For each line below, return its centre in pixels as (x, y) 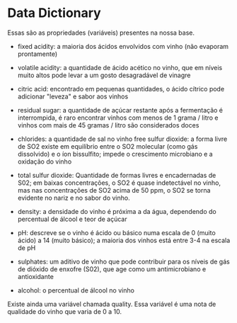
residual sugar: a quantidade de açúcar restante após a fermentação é (120, 110)
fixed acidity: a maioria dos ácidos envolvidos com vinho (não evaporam (123, 46)
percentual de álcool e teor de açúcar (72, 219)
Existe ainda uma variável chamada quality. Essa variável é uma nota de (112, 304)
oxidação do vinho (45, 161)
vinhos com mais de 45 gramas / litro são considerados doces (108, 125)
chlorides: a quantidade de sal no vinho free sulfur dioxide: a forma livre (122, 139)
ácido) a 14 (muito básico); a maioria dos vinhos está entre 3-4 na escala (124, 240)
